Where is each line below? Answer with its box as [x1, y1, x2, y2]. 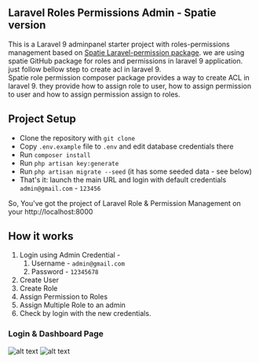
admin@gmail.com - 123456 [19, 183, 101, 192]
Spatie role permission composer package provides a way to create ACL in [8, 72, 250, 82]
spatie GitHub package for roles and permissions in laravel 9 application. [8, 56, 243, 65]
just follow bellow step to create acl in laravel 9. [8, 64, 162, 74]
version [8, 19, 46, 32]
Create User [19, 275, 60, 285]
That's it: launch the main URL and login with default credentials [19, 174, 227, 184]
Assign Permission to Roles [19, 292, 108, 302]
